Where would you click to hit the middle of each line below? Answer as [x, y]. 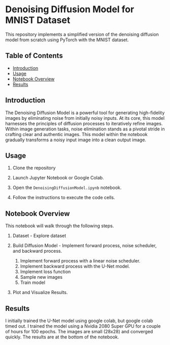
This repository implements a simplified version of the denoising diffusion [82, 34]
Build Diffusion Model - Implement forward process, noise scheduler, [84, 246]
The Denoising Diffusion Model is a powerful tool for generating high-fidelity [85, 113]
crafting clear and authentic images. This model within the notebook [77, 134]
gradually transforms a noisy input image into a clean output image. [76, 140]
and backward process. [37, 251]
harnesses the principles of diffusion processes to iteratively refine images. [84, 123]
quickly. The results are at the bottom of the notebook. [62, 337]
